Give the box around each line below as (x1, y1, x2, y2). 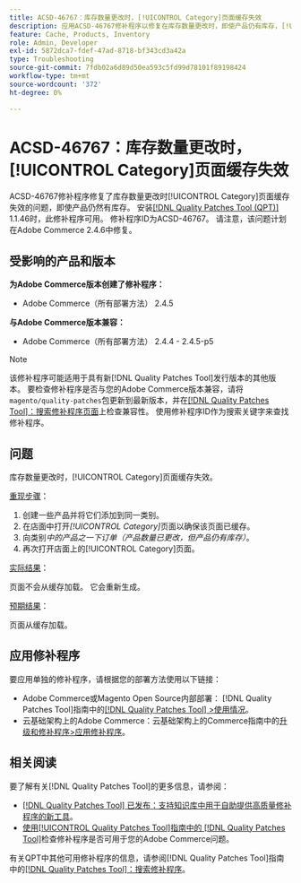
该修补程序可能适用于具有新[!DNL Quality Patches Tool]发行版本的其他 (9, 373, 269, 384)
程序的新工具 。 (21, 810, 78, 821)
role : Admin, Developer (9, 38, 99, 48)
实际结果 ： (9, 562, 49, 574)
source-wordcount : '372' (9, 80, 102, 89)
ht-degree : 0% (9, 88, 63, 97)
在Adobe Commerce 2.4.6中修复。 (9, 225, 137, 236)
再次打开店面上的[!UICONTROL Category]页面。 (21, 543, 200, 554)
